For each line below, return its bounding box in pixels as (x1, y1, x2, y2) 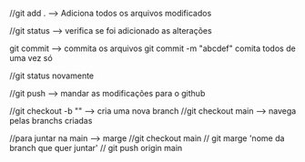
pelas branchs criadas (9, 116, 93, 126)
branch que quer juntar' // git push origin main (9, 143, 183, 153)
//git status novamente (9, 70, 95, 81)
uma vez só (9, 53, 53, 63)
